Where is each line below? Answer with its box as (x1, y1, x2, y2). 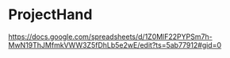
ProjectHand (8, 6, 93, 24)
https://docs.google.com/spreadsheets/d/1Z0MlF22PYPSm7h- (8, 32, 213, 41)
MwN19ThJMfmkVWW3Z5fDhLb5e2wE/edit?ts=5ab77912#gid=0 (8, 40, 222, 49)
